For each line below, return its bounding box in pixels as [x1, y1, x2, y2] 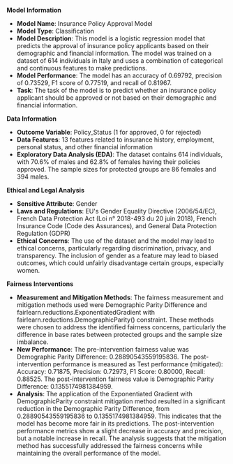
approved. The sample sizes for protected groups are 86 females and [16, 165, 217, 173]
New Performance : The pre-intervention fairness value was [16, 345, 189, 353]
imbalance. [16, 338, 49, 346]
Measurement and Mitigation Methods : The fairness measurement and [16, 293, 224, 301]
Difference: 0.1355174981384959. [16, 382, 113, 390]
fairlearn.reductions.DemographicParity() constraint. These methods [16, 315, 214, 324]
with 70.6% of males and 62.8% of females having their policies [16, 158, 200, 166]
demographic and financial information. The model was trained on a [16, 49, 212, 57]
